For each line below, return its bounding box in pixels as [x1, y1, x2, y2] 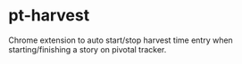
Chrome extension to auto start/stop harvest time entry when [8, 35, 233, 45]
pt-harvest [8, 5, 90, 26]
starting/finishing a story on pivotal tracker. [8, 44, 167, 54]
